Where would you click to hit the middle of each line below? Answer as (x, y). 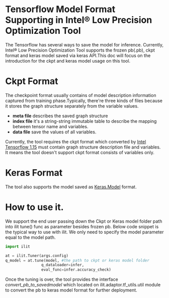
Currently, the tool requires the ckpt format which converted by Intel (76, 141)
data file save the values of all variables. (54, 132)
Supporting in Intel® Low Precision (79, 20)
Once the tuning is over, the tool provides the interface (62, 279)
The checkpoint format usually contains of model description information (81, 95)
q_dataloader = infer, (63, 265)
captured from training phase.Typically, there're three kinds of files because (84, 101)
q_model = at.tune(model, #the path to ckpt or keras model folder (77, 260)
